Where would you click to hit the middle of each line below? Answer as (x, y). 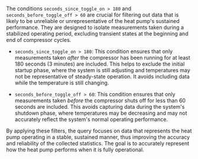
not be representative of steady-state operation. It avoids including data (102, 77)
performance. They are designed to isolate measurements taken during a (95, 27)
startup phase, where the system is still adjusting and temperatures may (102, 70)
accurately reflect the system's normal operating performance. (91, 119)
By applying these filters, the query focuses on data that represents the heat (99, 131)
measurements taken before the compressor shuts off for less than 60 (100, 100)
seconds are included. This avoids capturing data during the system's (100, 107)
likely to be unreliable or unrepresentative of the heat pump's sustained (93, 21)
